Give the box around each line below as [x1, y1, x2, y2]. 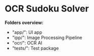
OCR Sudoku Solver [5, 3, 89, 14]
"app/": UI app [12, 29, 42, 35]
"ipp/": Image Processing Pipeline [12, 34, 82, 40]
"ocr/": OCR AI [12, 39, 42, 45]
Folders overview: [5, 19, 43, 25]
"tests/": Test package [12, 45, 59, 51]
